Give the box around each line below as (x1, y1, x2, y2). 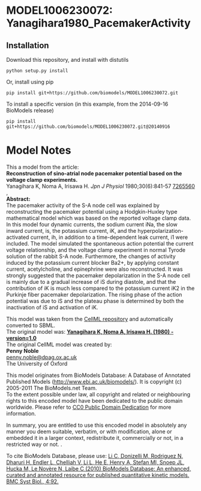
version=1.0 (6, 334, 37, 342)
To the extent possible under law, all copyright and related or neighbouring (6, 391, 191, 398)
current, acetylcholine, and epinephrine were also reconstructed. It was (6, 265, 183, 273)
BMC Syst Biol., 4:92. (6, 478, 59, 485)
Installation (6, 40, 49, 50)
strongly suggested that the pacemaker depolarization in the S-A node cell (6, 271, 191, 279)
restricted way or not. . (6, 441, 62, 448)
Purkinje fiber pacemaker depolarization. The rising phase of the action (6, 291, 182, 298)
